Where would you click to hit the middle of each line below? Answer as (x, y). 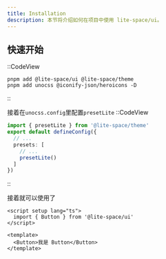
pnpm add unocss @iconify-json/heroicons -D (72, 86)
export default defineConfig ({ (52, 132)
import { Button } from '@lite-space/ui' (74, 217)
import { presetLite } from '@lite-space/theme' (78, 126)
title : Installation (37, 13)
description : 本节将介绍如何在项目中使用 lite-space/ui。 (85, 20)
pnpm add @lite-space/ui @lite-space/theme (71, 79)
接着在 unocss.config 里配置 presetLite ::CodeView (78, 113)
